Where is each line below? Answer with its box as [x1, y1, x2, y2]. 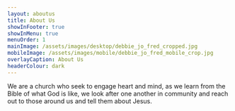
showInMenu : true [7, 30, 59, 37]
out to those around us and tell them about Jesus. [7, 96, 152, 105]
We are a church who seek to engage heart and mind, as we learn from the [7, 81, 226, 90]
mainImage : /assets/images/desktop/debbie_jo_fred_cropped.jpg [7, 43, 198, 50]
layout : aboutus [7, 10, 55, 18]
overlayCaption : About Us [7, 56, 84, 63]
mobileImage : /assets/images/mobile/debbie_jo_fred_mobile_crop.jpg [7, 50, 214, 57]
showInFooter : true [7, 23, 65, 30]
